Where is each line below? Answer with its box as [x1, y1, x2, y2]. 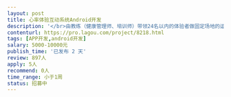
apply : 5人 [7, 61, 38, 68]
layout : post [7, 10, 45, 17]
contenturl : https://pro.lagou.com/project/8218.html [7, 29, 165, 36]
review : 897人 [7, 55, 47, 61]
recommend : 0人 [7, 67, 49, 74]
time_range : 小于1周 [7, 73, 63, 81]
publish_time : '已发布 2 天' [7, 48, 87, 55]
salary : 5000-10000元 [7, 42, 68, 48]
